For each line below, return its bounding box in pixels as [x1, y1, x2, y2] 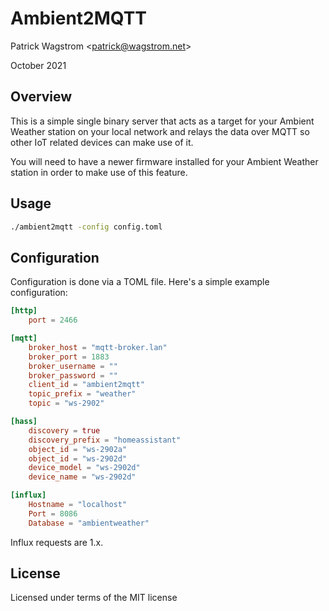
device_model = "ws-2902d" [28, 463, 141, 473]
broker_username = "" [28, 361, 118, 371]
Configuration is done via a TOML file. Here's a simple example [10, 276, 270, 288]
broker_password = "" [28, 370, 118, 381]
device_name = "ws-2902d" [28, 472, 137, 482]
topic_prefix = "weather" [28, 389, 137, 399]
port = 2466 [28, 315, 78, 326]
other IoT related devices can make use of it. [10, 136, 194, 148]
